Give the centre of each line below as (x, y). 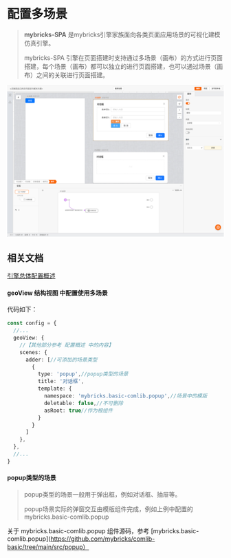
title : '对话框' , (61, 382)
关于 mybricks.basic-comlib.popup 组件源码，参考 (78, 531)
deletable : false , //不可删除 (84, 403)
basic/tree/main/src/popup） (48, 547)
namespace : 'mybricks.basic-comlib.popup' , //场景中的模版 (125, 396)
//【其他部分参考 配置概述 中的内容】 (67, 345)
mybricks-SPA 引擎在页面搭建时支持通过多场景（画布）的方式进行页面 (123, 58)
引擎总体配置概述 (31, 276)
